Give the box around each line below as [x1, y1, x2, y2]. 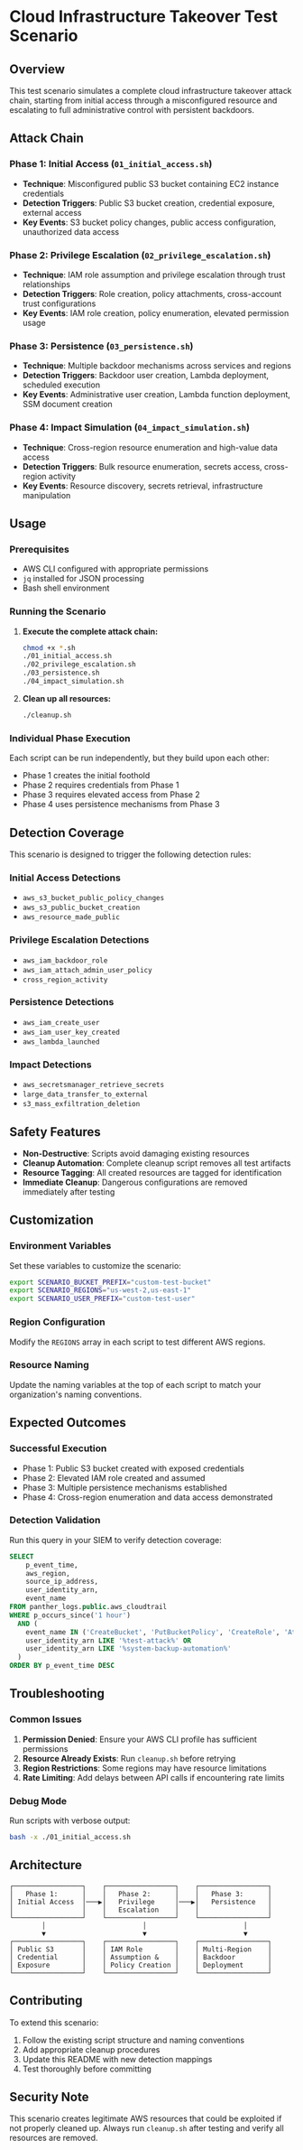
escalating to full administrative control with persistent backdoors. [9, 105, 255, 115]
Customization [9, 1213, 95, 1228]
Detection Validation [9, 1514, 101, 1527]
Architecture [9, 1857, 83, 1873]
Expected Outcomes [9, 1415, 126, 1430]
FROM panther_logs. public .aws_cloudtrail [9, 1603, 168, 1612]
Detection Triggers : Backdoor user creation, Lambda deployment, [22, 370, 269, 381]
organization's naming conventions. [9, 1389, 142, 1400]
